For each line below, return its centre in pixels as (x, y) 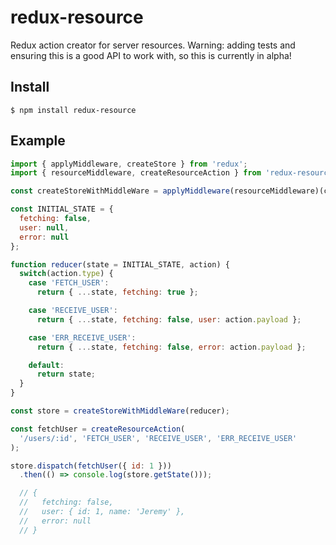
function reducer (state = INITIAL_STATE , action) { (120, 264)
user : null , (44, 227)
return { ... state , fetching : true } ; (117, 292)
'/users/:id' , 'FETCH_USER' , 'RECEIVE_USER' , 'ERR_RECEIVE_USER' (158, 438)
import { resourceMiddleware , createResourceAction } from (136, 173)
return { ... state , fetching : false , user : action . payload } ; (169, 319)
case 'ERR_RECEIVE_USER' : (82, 337)
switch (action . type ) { (66, 274)
